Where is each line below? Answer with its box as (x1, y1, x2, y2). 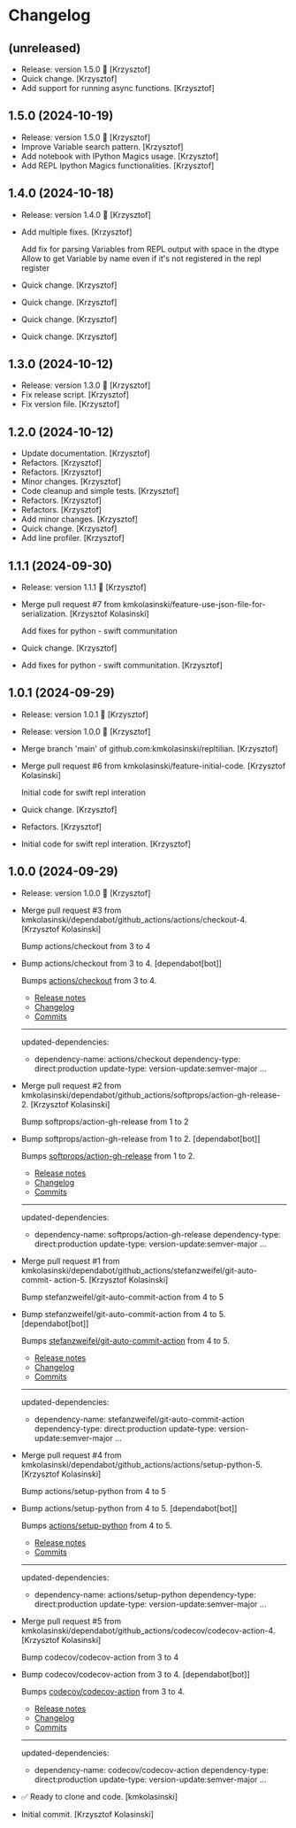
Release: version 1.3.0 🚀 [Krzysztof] (20, 380, 151, 390)
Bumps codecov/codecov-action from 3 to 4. (20, 1685, 185, 1696)
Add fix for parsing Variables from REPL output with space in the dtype (20, 243, 279, 254)
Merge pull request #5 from (20, 1616, 122, 1626)
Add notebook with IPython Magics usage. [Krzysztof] (20, 150, 219, 161)
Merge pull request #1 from (20, 1255, 120, 1266)
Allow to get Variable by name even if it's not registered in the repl (20, 253, 262, 264)
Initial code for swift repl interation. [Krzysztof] (20, 838, 192, 849)
